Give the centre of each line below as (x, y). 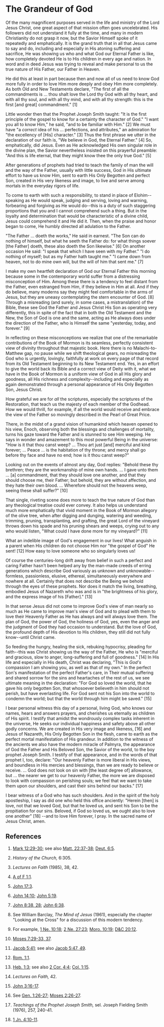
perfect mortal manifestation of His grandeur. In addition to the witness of (79, 739)
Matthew (14, 353)
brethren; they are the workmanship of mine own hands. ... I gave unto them (82, 470)
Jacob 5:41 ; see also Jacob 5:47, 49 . (49, 948)
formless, (15, 576)
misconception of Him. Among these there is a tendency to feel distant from (82, 281)
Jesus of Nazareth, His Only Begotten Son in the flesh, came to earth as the (82, 734)
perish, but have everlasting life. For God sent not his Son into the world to (80, 693)
